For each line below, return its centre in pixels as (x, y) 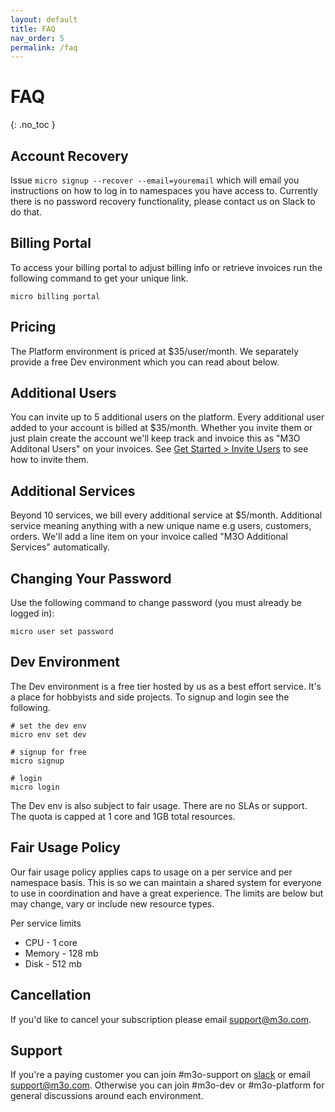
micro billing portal (55, 296)
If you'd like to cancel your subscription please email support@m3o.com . (161, 1019)
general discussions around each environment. (107, 1096)
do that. (26, 212)
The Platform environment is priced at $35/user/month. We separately (155, 351)
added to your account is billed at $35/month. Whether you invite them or (161, 428)
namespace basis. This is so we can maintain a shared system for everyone (166, 882)
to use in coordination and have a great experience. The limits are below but (167, 893)
